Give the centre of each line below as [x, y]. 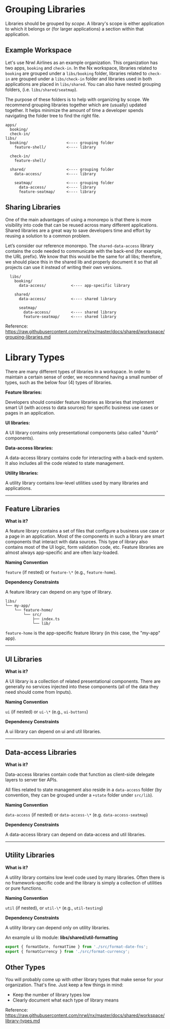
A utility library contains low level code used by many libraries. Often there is [85, 877]
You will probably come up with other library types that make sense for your [84, 980]
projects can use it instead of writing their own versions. [64, 267]
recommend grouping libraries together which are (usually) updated [76, 105]
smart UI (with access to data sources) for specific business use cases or [82, 407]
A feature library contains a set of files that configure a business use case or [85, 531]
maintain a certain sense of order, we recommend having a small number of [84, 377]
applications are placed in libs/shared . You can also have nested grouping [83, 84]
